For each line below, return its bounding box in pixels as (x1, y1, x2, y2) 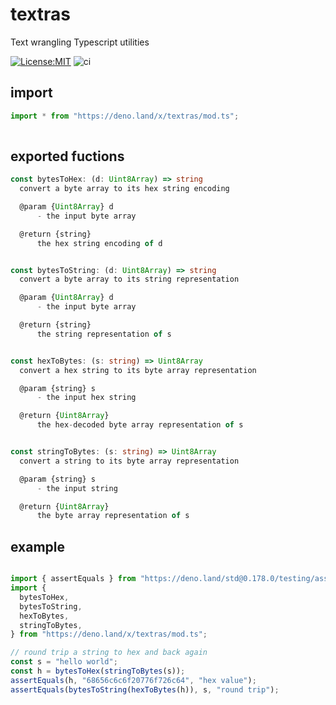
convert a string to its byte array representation (19, 456, 240, 466)
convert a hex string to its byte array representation (19, 365, 257, 375)
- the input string (36, 483, 118, 493)
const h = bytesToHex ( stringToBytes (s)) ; (10, 666, 186, 676)
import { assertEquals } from (10, 574, 137, 584)
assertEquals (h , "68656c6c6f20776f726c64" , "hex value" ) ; (10, 675, 257, 685)
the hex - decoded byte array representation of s (36, 420, 244, 430)
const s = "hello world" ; (10, 657, 118, 667)
